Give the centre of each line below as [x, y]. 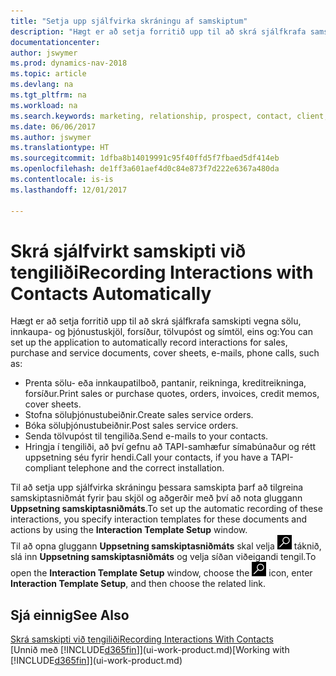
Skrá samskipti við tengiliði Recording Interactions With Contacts [142, 639]
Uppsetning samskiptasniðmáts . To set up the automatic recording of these [166, 509]
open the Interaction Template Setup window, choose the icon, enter [161, 573]
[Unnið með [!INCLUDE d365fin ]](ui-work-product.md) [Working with [150, 650]
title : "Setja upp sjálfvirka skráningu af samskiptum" [129, 21]
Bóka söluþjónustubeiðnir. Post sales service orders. [131, 426]
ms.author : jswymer [51, 137]
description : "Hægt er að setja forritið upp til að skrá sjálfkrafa [158, 31]
